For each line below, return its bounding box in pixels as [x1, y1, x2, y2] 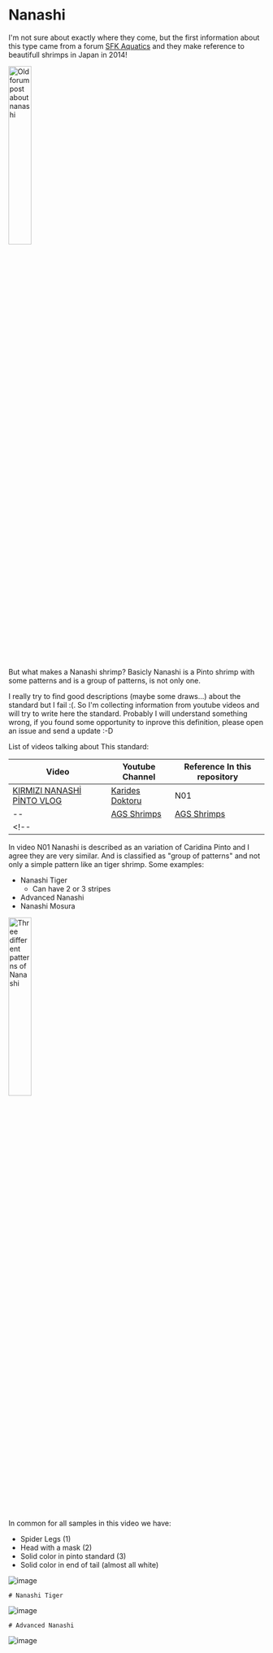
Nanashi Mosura [19, 900, 76, 911]
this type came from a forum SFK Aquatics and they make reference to [8, 41, 245, 50]
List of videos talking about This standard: [8, 741, 149, 751]
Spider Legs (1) [19, 1534, 71, 1543]
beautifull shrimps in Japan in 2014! [8, 50, 128, 59]
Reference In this [184, 761, 252, 772]
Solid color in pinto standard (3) [19, 1551, 127, 1561]
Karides [110, 784, 141, 796]
